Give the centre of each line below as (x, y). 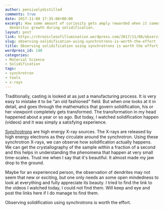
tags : (10, 69)
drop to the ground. (25, 163)
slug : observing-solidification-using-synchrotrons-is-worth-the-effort (81, 42)
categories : (17, 55)
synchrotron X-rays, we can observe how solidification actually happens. (79, 142)
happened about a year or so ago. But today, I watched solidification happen (82, 117)
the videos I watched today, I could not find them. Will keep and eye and (78, 188)
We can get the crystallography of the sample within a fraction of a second (80, 147)
